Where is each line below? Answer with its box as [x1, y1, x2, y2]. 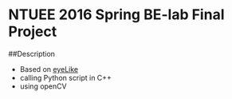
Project [8, 22, 57, 41]
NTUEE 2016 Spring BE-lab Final [8, 6, 225, 24]
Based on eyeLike [19, 64, 78, 73]
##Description [8, 49, 56, 58]
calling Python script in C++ [19, 73, 112, 82]
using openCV [19, 81, 67, 91]
